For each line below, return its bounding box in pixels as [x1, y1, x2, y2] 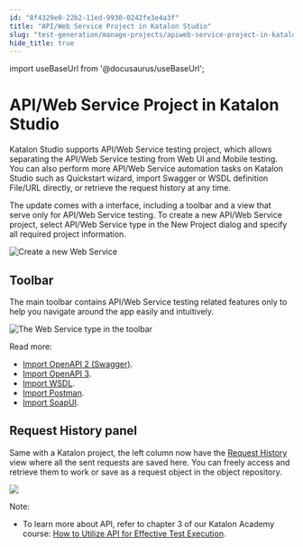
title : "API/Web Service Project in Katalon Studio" [9, 22, 212, 31]
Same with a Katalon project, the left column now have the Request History [9, 447, 288, 457]
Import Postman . [22, 388, 85, 398]
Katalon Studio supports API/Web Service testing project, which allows [9, 144, 272, 155]
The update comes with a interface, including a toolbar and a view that [9, 200, 272, 211]
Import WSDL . [22, 378, 75, 389]
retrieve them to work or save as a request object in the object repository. [9, 467, 282, 477]
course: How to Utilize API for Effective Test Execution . [22, 528, 226, 539]
